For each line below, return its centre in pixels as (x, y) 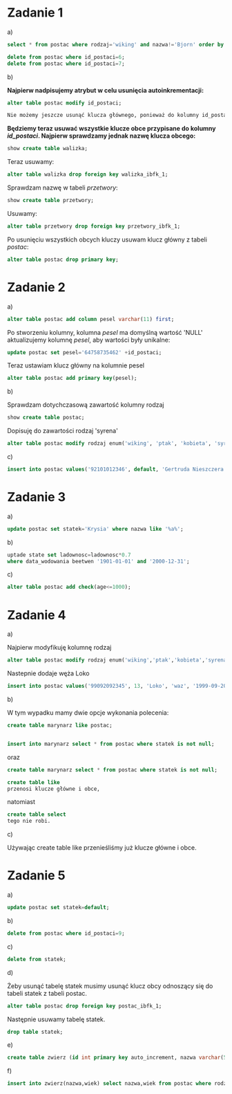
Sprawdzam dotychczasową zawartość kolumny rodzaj (86, 405)
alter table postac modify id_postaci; (65, 103)
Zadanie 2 (36, 287)
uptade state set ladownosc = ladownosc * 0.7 (69, 555)
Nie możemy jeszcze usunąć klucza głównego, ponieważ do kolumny (103, 116)
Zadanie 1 (35, 13)
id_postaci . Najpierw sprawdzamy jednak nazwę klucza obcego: (101, 136)
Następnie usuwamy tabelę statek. (56, 1019)
